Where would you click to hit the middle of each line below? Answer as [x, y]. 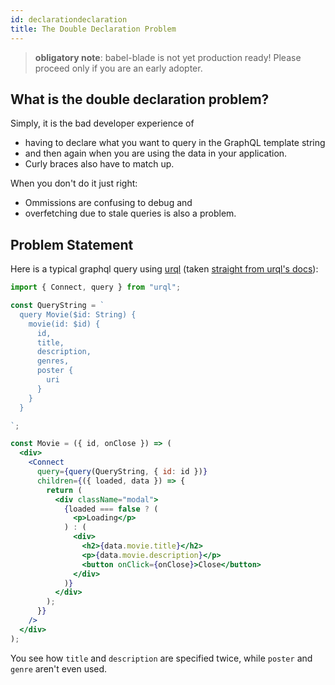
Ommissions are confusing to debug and [108, 203]
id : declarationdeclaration [69, 19]
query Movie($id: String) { [78, 314]
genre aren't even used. [59, 668]
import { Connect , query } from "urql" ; [96, 287]
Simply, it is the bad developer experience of [102, 123]
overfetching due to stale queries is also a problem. [130, 213]
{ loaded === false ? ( [111, 509]
